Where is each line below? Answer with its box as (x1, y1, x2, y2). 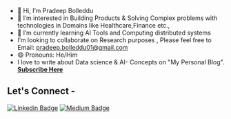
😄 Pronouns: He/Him (17, 51, 78, 59)
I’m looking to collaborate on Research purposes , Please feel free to (17, 36, 212, 44)
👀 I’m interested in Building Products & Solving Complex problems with (17, 14, 218, 22)
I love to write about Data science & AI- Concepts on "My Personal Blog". (17, 58, 225, 66)
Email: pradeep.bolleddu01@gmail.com (17, 44, 128, 51)
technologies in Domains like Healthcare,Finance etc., (17, 21, 170, 29)
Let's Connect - (7, 85, 76, 97)
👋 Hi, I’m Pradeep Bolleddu (17, 7, 94, 15)
